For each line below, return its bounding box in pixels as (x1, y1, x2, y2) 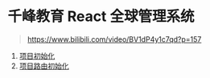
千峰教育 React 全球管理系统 (7, 7, 195, 26)
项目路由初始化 (19, 61, 69, 71)
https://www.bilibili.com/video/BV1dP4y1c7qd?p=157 (27, 34, 202, 44)
